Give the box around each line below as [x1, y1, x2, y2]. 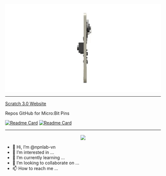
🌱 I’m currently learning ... [12, 154, 65, 160]
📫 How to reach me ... [12, 165, 58, 171]
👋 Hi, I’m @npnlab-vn [12, 144, 56, 150]
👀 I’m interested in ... [12, 149, 54, 155]
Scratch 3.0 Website [5, 101, 46, 107]
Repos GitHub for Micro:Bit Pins [5, 110, 70, 116]
